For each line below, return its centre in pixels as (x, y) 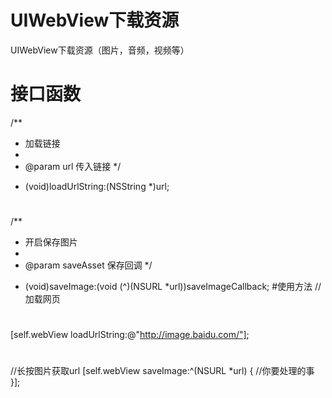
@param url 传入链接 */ (73, 166)
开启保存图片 (51, 242)
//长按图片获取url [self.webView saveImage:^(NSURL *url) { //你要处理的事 (162, 371)
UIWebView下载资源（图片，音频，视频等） (100, 50)
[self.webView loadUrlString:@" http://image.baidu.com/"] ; (130, 335)
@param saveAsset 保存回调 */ (88, 265)
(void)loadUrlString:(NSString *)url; (97, 186)
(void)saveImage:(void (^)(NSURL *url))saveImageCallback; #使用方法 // (173, 287)
